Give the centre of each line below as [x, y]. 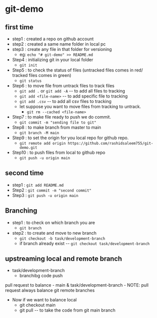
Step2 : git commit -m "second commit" [52, 190]
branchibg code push [41, 276]
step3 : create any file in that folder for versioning [62, 49]
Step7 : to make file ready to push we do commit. [62, 117]
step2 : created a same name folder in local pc [59, 44]
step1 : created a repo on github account [53, 39]
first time [19, 27]
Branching [21, 211]
